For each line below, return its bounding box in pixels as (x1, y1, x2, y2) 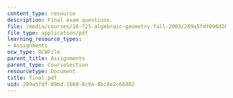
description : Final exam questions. (7, 17, 113, 23)
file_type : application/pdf (7, 29, 89, 37)
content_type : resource (7, 10, 76, 17)
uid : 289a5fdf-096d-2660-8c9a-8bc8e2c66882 (7, 81, 135, 88)
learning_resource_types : (7, 36, 82, 43)
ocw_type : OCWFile (7, 49, 60, 56)
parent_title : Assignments (7, 55, 85, 62)
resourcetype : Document (7, 68, 76, 75)
